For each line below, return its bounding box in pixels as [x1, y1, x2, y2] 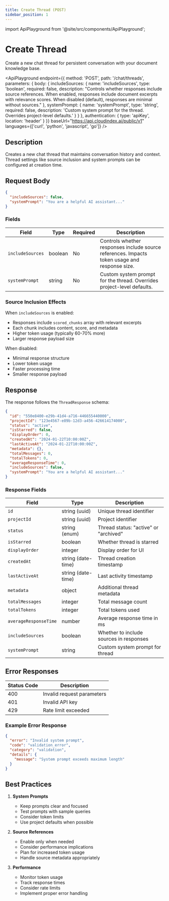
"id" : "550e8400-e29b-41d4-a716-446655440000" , [10, 413, 112, 418]
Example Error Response [5, 722, 67, 729]
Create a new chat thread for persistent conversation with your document [5, 60, 157, 66]
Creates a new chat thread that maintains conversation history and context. [5, 152, 161, 158]
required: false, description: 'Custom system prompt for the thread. [5, 107, 144, 113]
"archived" [98, 531, 123, 538]
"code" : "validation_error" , [10, 743, 71, 748]
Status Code [8, 682, 39, 689]
